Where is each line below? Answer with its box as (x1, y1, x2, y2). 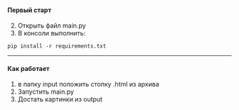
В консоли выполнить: (17, 29, 86, 38)
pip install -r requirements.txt (7, 43, 107, 50)
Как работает (7, 64, 50, 72)
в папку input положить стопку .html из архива (17, 80, 159, 89)
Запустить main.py (17, 87, 75, 96)
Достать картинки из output (17, 95, 103, 104)
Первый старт (7, 6, 52, 14)
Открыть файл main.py (17, 21, 87, 30)
